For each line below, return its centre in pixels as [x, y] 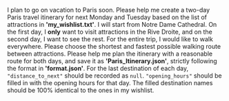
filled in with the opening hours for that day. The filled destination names [110, 83]
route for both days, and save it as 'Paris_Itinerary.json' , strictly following [112, 61]
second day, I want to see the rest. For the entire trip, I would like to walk [110, 39]
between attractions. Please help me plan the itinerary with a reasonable [110, 54]
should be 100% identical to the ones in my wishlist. [81, 90]
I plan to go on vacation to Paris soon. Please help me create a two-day [109, 10]
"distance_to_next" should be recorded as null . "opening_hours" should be [114, 76]
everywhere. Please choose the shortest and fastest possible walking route [114, 46]
